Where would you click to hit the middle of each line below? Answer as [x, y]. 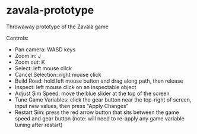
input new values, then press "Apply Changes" [72, 106]
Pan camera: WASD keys [45, 49]
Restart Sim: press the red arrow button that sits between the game [97, 112]
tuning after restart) [39, 125]
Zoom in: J [28, 55]
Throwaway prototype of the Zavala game [57, 27]
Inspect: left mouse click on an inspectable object [75, 87]
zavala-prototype [50, 10]
